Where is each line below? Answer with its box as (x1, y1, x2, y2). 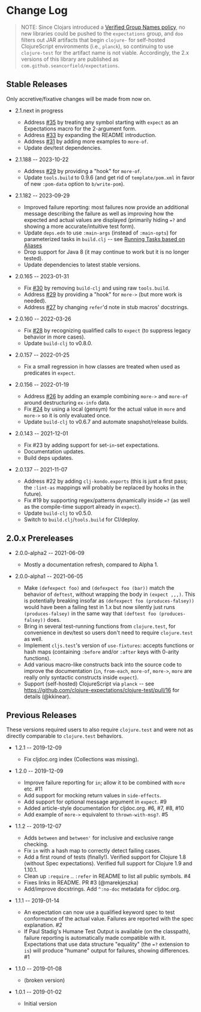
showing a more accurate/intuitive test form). (23, 222, 136, 230)
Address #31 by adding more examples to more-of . (23, 138, 149, 145)
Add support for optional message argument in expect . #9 (23, 798, 167, 806)
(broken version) (23, 977, 65, 984)
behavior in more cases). (23, 333, 86, 340)
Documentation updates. (23, 447, 85, 455)
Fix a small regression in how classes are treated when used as (23, 363, 181, 370)
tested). (23, 254, 43, 262)
